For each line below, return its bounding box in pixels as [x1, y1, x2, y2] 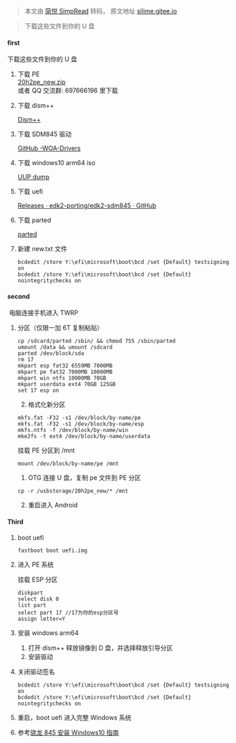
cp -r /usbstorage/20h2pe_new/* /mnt [17, 488, 129, 495]
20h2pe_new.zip [17, 78, 66, 87]
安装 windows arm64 [17, 628, 79, 637]
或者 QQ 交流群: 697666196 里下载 [17, 86, 118, 95]
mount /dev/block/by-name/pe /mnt [17, 460, 119, 468]
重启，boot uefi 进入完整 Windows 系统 [17, 713, 132, 722]
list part [17, 601, 47, 609]
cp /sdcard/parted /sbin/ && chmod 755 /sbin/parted [17, 338, 176, 345]
